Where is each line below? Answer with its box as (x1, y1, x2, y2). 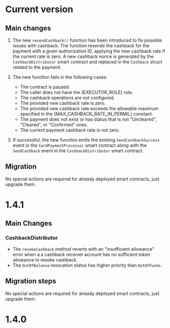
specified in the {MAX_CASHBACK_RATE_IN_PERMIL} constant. (20, 111, 153, 117)
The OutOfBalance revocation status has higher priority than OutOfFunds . (12, 262, 162, 268)
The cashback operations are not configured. (20, 95, 115, 101)
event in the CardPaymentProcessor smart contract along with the (12, 142, 147, 148)
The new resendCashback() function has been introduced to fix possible (12, 37, 162, 43)
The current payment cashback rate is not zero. (20, 127, 120, 133)
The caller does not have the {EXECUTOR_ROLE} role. (20, 89, 133, 95)
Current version (5, 4, 74, 15)
